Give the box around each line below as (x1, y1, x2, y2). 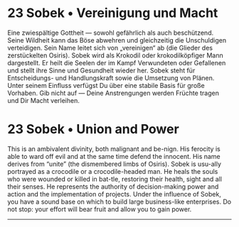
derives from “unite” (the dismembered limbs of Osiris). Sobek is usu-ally (7, 160, 222, 168)
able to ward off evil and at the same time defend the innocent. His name (7, 152, 221, 160)
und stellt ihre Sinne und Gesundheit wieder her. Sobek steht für (7, 66, 196, 74)
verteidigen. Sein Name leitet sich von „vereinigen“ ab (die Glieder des (7, 43, 213, 52)
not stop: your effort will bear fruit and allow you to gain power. (7, 204, 192, 214)
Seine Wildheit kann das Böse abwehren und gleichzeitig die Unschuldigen (7, 35, 226, 44)
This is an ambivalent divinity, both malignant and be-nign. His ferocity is (7, 144, 221, 153)
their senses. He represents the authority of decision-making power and (7, 182, 219, 191)
